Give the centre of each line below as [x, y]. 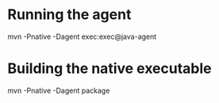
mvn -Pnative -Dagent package [59, 90]
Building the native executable [109, 69]
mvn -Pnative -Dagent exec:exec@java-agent [82, 36]
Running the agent [69, 15]
